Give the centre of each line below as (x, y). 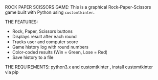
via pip (12, 72)
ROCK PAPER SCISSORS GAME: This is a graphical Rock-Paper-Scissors (78, 7)
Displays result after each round (44, 37)
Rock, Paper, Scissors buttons (42, 31)
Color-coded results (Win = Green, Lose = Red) (60, 52)
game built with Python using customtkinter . (50, 12)
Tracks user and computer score (45, 42)
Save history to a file (33, 57)
